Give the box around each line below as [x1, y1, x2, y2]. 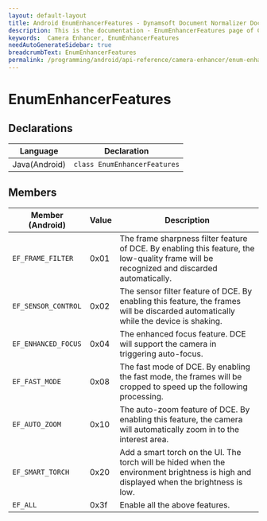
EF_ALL [12, 500, 37, 509]
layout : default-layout [8, 11, 87, 20]
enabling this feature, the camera [119, 414, 243, 425]
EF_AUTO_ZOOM [12, 419, 62, 429]
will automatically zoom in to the [119, 423, 240, 434]
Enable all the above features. [119, 499, 230, 510]
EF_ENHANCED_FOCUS [12, 339, 82, 348]
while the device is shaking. [119, 315, 222, 326]
